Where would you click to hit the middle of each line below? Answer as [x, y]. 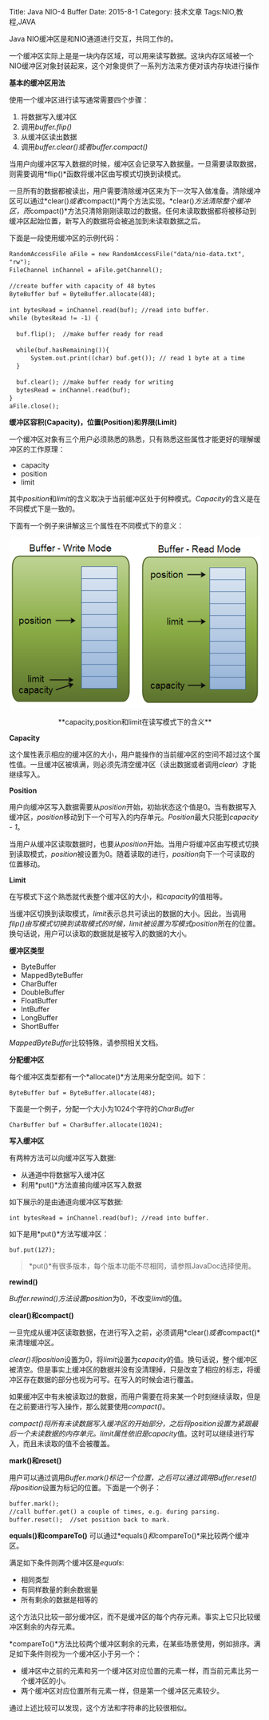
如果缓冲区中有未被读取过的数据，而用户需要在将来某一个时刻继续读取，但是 [135, 1396]
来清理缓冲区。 [34, 1342]
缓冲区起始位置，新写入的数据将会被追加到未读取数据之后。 [107, 221]
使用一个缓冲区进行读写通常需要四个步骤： [79, 100]
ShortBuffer [40, 1026]
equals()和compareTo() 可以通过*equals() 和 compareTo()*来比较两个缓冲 [129, 1535]
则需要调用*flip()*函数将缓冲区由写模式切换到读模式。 [97, 174]
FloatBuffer [39, 1000]
